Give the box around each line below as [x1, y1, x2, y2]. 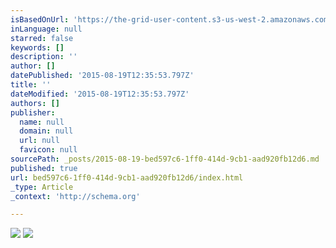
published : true [10, 163, 78, 173]
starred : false [10, 33, 74, 43]
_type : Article [10, 182, 74, 192]
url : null [19, 136, 60, 146]
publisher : [10, 107, 56, 118]
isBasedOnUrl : [10, 14, 70, 25]
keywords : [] [10, 42, 65, 53]
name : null [19, 117, 65, 127]
